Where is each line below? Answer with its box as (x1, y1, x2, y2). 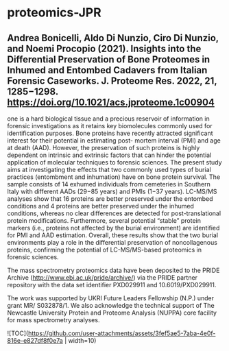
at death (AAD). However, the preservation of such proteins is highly (7, 144, 200, 152)
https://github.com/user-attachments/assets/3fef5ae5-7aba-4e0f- (27, 329, 216, 337)
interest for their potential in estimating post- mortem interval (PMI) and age (7, 136, 221, 145)
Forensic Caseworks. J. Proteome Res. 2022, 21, (7, 75, 217, 86)
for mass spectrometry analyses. (7, 316, 100, 324)
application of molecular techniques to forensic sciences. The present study (7, 158, 222, 166)
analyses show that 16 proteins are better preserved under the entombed (7, 195, 214, 203)
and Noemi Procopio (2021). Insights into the (7, 43, 202, 54)
